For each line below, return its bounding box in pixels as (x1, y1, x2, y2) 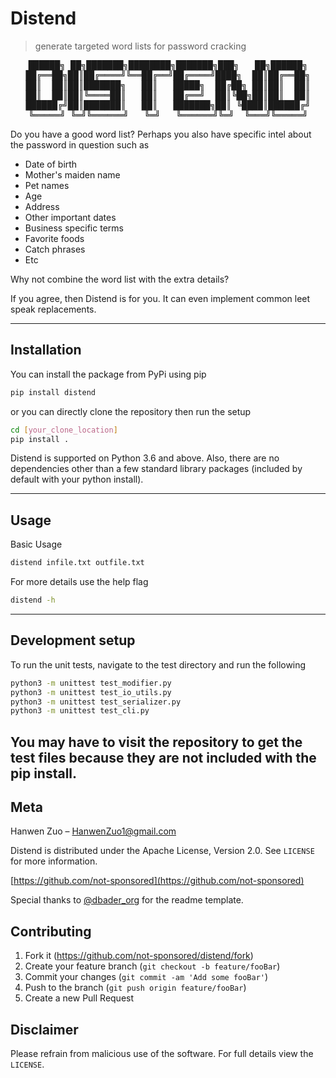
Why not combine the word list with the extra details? (10, 273, 230, 285)
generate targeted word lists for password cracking (34, 40, 247, 52)
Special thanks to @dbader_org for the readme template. (10, 894, 244, 906)
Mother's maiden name (24, 168, 121, 181)
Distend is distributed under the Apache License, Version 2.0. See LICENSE (10, 845, 315, 857)
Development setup (10, 632, 136, 649)
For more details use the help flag (10, 576, 149, 588)
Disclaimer (10, 1021, 79, 1038)
